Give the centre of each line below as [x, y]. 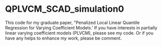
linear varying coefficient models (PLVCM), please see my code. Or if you [79, 33]
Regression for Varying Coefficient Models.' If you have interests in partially [81, 27]
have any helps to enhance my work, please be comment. [63, 38]
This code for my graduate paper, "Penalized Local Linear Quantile [72, 23]
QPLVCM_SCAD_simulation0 [65, 9]
